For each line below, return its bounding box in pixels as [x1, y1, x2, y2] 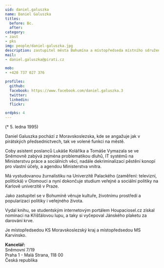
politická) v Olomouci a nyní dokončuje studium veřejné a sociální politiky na [5, 178, 159, 184]
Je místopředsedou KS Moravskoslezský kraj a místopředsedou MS [5, 227, 141, 233]
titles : [5, 16, 21, 21]
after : [9, 25, 23, 30]
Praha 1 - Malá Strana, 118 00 [5, 252, 63, 258]
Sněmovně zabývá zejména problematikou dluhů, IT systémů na [5, 153, 134, 159]
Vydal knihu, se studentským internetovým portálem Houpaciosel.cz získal [5, 208, 155, 213]
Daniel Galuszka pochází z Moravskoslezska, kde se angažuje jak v [5, 134, 141, 139]
